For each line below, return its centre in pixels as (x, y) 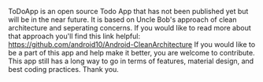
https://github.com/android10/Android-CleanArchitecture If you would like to (132, 45)
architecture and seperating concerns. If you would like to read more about (130, 28)
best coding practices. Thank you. (64, 69)
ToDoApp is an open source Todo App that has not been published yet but (128, 11)
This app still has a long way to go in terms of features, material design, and (131, 61)
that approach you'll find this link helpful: (74, 36)
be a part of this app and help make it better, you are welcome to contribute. (131, 53)
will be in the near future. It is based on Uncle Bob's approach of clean (122, 20)
